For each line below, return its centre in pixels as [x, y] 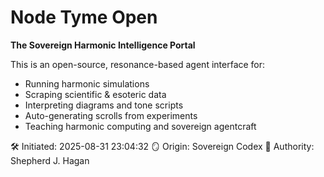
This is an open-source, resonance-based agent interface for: [138, 64]
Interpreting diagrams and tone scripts [104, 105]
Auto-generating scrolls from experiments [111, 115]
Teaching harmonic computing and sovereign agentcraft [140, 126]
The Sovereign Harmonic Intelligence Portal [103, 45]
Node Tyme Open [84, 17]
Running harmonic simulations [87, 83]
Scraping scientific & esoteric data [95, 94]
